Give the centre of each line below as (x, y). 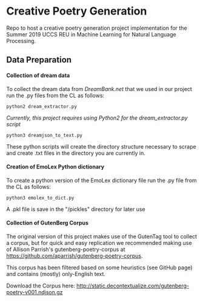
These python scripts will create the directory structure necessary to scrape (101, 146)
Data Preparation (39, 60)
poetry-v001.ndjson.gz (35, 292)
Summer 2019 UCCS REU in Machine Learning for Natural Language (92, 34)
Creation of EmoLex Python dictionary (55, 167)
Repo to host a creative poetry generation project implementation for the (97, 28)
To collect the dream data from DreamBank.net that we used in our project (99, 89)
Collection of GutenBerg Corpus (48, 223)
